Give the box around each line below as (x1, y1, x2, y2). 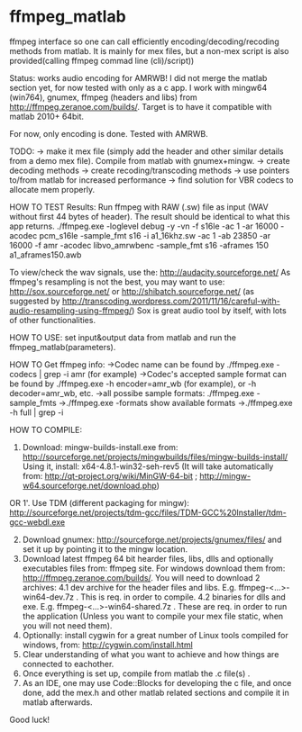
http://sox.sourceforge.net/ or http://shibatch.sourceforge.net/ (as (9, 285, 255, 296)
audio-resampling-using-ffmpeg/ (9, 304, 133, 316)
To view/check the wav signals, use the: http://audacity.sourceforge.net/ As (9, 267, 291, 277)
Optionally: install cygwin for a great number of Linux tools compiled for (22, 629, 288, 640)
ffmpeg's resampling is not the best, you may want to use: (9, 276, 225, 287)
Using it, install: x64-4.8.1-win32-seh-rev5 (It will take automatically (22, 461, 274, 472)
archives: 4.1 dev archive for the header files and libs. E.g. (22, 582, 237, 592)
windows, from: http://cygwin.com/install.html (22, 639, 194, 650)
